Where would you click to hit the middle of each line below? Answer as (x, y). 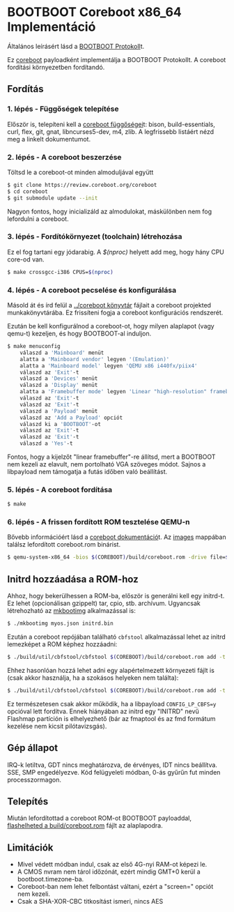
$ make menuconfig (34, 347)
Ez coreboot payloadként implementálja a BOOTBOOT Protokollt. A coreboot (117, 59)
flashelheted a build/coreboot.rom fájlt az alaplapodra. (85, 826)
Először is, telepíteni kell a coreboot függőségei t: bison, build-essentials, (111, 124)
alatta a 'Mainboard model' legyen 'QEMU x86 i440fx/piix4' (109, 366)
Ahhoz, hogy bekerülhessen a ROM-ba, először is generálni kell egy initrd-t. (116, 596)
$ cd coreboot (28, 191)
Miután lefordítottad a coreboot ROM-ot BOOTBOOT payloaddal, (100, 818)
